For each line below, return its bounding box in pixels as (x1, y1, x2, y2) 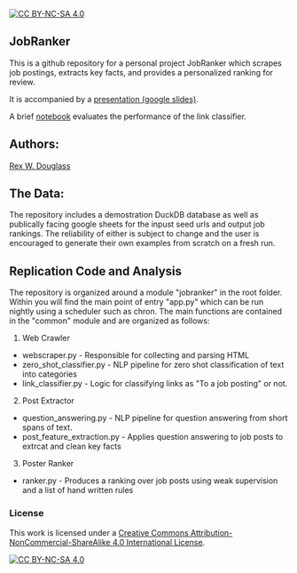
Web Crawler (21, 333, 71, 344)
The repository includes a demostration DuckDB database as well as (9, 210, 259, 220)
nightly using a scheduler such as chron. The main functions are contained (9, 306, 282, 317)
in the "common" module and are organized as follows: (9, 315, 210, 326)
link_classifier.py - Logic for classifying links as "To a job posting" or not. (21, 378, 288, 389)
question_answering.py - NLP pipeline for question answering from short (21, 413, 288, 424)
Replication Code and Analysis (9, 263, 183, 279)
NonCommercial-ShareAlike (9, 537, 111, 547)
